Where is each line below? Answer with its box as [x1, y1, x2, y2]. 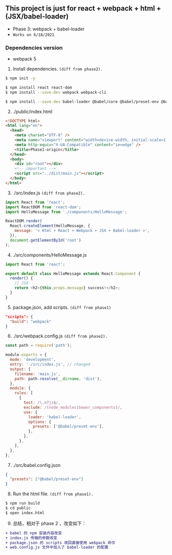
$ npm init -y [5, 76, 36, 81]
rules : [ [14, 390, 33, 396]
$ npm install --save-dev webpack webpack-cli [5, 89, 106, 95]
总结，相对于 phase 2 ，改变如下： [12, 520, 87, 526]
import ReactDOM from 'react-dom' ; [5, 204, 81, 210]
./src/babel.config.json [12, 462, 61, 468]
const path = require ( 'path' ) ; [5, 343, 72, 348]
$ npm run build [5, 501, 40, 506]
